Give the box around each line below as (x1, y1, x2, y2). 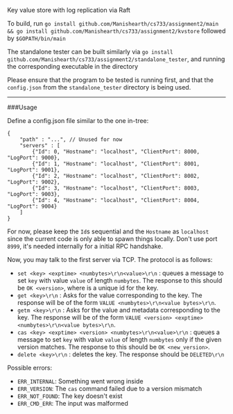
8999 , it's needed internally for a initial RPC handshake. (7, 242, 164, 250)
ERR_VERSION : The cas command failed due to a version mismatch (17, 385, 202, 392)
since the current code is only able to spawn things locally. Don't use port (7, 235, 218, 242)
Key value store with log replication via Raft (7, 6, 130, 14)
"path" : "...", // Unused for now (19, 136, 123, 143)
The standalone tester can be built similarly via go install (7, 48, 173, 56)
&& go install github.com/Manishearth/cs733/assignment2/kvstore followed (7, 27, 226, 35)
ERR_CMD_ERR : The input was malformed (17, 399, 128, 407)
